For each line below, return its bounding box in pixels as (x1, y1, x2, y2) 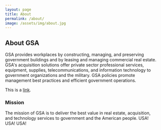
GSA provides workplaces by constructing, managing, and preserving (5, 52, 144, 57)
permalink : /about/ (5, 16, 45, 21)
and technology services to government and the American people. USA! (5, 115, 149, 121)
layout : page (5, 7, 32, 12)
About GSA (5, 38, 40, 47)
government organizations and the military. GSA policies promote (5, 73, 135, 78)
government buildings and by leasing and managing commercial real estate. (5, 57, 157, 63)
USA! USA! (5, 120, 27, 127)
